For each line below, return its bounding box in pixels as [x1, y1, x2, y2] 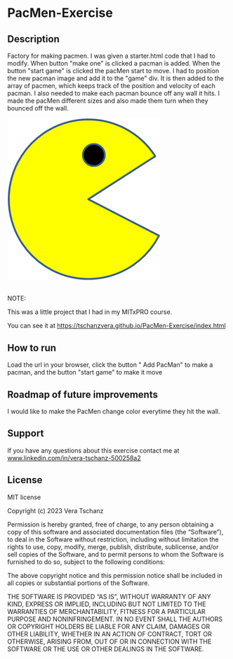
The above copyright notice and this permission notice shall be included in [7, 571, 222, 579]
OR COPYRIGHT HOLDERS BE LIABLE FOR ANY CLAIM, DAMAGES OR [7, 622, 211, 631]
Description [7, 33, 60, 45]
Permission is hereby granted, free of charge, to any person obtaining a [7, 520, 214, 529]
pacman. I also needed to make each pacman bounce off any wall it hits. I [7, 89, 220, 97]
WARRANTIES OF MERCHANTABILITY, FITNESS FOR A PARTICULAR [7, 607, 206, 615]
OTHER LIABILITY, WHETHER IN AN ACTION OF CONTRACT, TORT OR [7, 629, 212, 638]
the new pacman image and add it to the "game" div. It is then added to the [7, 74, 225, 82]
